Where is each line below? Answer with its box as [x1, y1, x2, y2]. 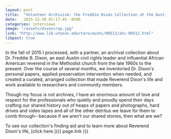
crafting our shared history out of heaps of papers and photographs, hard [5, 102, 159, 108]
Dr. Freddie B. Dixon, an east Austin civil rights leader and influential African [5, 55, 164, 61]
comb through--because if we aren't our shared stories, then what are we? [5, 113, 162, 119]
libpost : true [5, 36, 36, 41]
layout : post [5, 7, 33, 13]
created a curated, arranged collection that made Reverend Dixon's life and [5, 76, 163, 82]
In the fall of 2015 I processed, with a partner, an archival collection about [5, 49, 159, 56]
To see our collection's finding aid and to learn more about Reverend [5, 122, 149, 129]
